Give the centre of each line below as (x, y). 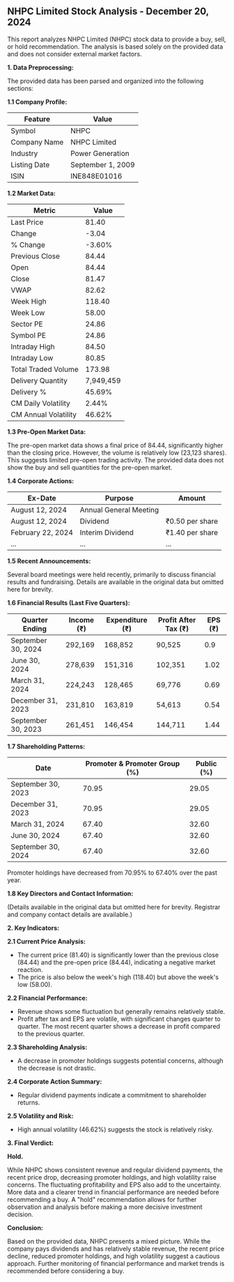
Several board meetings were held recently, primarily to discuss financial (111, 574)
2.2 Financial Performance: (48, 998)
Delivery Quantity (39, 380)
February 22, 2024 (42, 532)
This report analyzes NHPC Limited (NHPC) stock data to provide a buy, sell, (117, 39)
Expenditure (127, 620)
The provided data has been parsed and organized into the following (106, 81)
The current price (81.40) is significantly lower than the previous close (118, 955)
